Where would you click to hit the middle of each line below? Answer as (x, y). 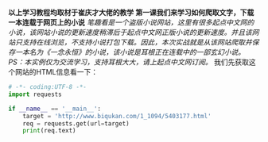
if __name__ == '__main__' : (55, 109)
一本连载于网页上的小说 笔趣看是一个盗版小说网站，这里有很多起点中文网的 (131, 22)
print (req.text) (50, 131)
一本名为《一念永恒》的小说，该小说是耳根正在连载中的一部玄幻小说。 (130, 52)
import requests (35, 94)
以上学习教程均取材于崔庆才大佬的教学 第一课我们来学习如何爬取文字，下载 (131, 12)
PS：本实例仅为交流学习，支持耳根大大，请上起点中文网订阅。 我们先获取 (128, 62)
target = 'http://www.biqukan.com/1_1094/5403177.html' (117, 116)
